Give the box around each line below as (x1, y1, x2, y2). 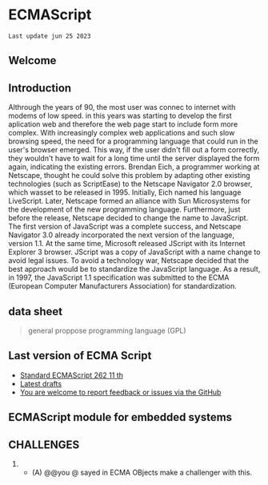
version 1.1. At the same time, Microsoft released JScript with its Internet (8, 239, 246, 249)
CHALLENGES (8, 438, 80, 451)
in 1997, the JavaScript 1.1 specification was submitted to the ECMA (8, 273, 230, 282)
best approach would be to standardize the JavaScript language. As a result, (8, 265, 261, 274)
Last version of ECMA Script (8, 349, 152, 362)
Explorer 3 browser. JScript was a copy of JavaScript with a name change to (8, 247, 261, 257)
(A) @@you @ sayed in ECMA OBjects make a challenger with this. (31, 467, 253, 477)
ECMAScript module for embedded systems (8, 410, 233, 424)
